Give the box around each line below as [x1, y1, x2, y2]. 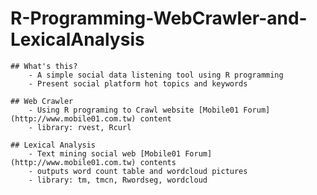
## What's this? [10, 61, 78, 71]
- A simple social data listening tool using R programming [28, 70, 284, 80]
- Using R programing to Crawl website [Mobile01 [28, 105, 240, 115]
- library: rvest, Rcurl [28, 122, 132, 132]
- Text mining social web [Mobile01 [28, 148, 182, 159]
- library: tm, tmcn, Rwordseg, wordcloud [28, 175, 208, 185]
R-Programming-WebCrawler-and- [10, 7, 308, 30]
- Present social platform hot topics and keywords [28, 78, 248, 89]
